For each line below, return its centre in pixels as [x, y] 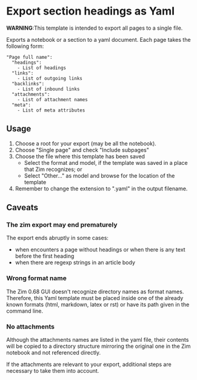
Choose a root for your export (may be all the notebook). [85, 143]
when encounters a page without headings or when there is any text [100, 250]
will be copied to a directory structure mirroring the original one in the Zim [98, 346]
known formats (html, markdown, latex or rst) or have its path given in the [98, 304]
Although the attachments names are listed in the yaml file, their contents [98, 340]
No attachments [30, 327]
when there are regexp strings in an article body [75, 262]
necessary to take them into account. [53, 371]
